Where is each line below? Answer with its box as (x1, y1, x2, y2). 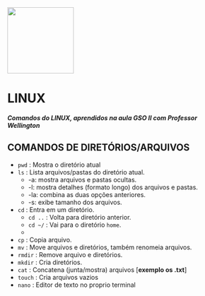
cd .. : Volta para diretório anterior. (28, 213, 131, 221)
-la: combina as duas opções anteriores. (28, 190, 146, 199)
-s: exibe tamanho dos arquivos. (28, 198, 122, 206)
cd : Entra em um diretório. (17, 205, 95, 214)
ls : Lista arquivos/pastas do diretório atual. (17, 167, 145, 176)
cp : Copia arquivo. (17, 235, 72, 244)
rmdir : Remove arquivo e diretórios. (17, 250, 123, 259)
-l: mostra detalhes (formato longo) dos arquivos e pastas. (28, 183, 198, 191)
